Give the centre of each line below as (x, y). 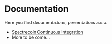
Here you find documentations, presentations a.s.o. (56, 22)
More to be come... (31, 37)
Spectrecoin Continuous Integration (47, 32)
